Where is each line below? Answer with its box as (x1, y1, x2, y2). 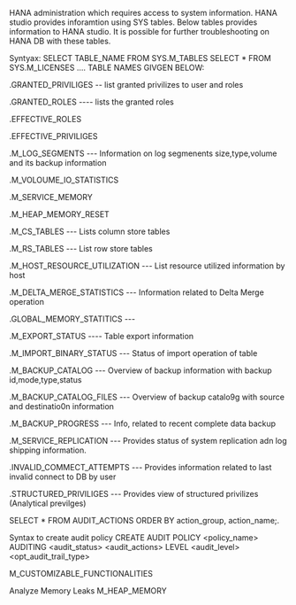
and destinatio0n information (9, 401, 115, 411)
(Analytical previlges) (9, 498, 87, 508)
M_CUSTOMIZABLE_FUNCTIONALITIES (9, 569, 153, 578)
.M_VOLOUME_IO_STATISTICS (9, 175, 119, 185)
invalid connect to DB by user (9, 471, 117, 482)
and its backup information (9, 158, 107, 167)
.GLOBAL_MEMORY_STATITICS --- (9, 314, 135, 324)
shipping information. (9, 445, 87, 455)
